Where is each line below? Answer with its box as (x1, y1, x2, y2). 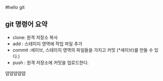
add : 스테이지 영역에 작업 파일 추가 (12, 40, 82, 47)
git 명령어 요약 (5, 20, 48, 29)
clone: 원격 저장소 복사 (12, 34, 58, 40)
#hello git (5, 5, 25, 10)
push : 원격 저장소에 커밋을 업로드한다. (12, 59, 89, 65)
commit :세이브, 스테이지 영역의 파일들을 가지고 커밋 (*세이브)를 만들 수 (12, 47, 153, 53)
